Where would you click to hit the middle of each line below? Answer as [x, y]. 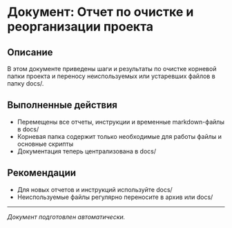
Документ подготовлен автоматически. [66, 217]
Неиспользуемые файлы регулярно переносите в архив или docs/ [115, 197]
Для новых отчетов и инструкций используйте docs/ [95, 189]
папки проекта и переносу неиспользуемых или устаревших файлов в [111, 76]
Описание [30, 52]
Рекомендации [42, 173]
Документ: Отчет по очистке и [100, 12]
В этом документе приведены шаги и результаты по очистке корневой [112, 69]
